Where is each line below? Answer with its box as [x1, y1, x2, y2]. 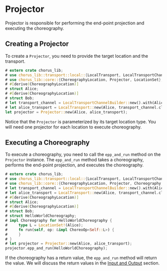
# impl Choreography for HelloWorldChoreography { [5, 218, 112, 223]
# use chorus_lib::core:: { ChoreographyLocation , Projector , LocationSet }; [5, 77, 164, 82]
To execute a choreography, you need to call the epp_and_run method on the [5, 151, 161, 157]
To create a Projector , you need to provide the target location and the [5, 53, 148, 59]
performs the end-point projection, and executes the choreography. [5, 162, 144, 168]
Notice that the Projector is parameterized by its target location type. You [5, 119, 157, 125]
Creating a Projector [5, 40, 69, 48]
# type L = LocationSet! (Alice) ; [5, 223, 83, 228]
